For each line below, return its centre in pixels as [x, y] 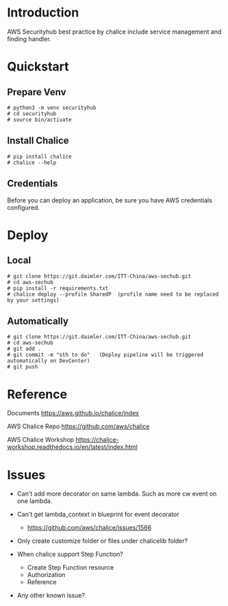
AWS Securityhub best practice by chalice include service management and [114, 32]
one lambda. [35, 501]
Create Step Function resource [71, 568]
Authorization [46, 575]
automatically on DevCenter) [49, 361]
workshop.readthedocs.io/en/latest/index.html [73, 447]
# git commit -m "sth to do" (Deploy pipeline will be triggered [105, 355]
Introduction [43, 13]
